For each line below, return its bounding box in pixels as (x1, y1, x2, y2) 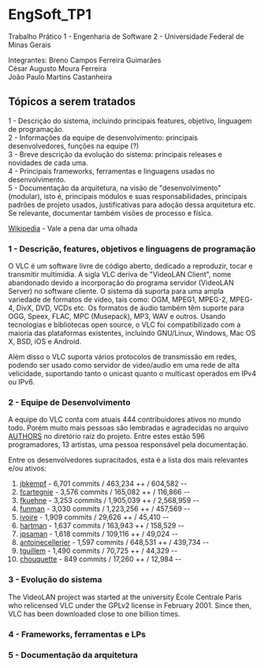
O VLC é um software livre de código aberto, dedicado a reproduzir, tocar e (8, 261, 254, 271)
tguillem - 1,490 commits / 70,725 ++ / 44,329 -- (19, 546, 178, 556)
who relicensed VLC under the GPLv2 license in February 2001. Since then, (8, 600, 252, 610)
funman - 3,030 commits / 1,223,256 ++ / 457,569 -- (19, 504, 191, 514)
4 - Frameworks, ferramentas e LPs (8, 629, 146, 640)
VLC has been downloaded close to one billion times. (8, 609, 180, 618)
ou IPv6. (8, 377, 35, 387)
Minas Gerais (8, 39, 51, 49)
